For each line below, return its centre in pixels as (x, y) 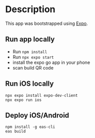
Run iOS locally (30, 84)
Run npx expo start (33, 57)
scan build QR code (33, 67)
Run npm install (30, 51)
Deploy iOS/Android (37, 115)
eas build (16, 131)
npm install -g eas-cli (30, 127)
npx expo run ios (23, 100)
